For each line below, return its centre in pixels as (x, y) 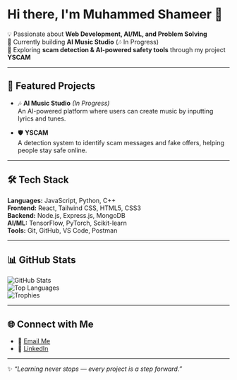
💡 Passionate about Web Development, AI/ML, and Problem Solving (107, 34)
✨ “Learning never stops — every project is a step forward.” (95, 369)
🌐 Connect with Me (50, 324)
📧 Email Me (34, 341)
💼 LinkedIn (33, 349)
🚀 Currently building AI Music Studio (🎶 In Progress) (83, 42)
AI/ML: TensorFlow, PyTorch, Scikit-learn (67, 223)
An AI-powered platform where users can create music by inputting (115, 111)
